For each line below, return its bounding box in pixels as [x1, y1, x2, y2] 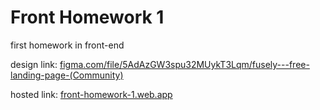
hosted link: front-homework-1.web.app [10, 88, 173, 100]
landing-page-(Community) [10, 69, 124, 81]
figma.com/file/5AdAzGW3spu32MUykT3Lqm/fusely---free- [59, 58, 310, 70]
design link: [10, 58, 58, 70]
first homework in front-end [10, 39, 125, 51]
